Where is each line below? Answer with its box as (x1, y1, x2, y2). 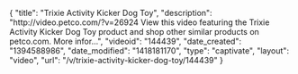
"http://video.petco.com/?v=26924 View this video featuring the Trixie (9, 17, 270, 28)
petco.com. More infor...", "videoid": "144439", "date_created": (9, 36, 241, 46)
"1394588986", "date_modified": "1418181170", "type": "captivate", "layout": (9, 45, 290, 56)
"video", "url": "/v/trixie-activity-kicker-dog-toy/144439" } (9, 55, 223, 65)
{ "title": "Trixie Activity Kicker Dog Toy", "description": (9, 8, 213, 18)
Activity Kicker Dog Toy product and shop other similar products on (9, 27, 259, 37)
